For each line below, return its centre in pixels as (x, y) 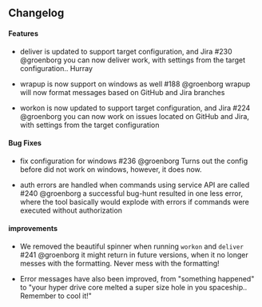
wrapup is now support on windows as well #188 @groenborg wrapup (135, 84)
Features (23, 33)
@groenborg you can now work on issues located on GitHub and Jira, (135, 116)
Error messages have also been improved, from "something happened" (137, 279)
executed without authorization (71, 210)
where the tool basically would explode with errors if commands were (135, 201)
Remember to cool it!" (56, 296)
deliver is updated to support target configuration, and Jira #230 (126, 51)
